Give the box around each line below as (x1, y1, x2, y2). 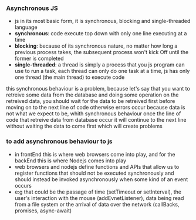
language (14, 24, 38, 31)
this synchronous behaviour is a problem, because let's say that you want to (6, 85, 191, 92)
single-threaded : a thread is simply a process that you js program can (14, 61, 185, 68)
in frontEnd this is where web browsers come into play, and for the (14, 151, 175, 158)
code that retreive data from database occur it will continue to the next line (6, 116, 187, 124)
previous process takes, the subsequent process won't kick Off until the (14, 49, 189, 56)
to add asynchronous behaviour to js (6, 137, 113, 145)
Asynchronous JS (6, 4, 59, 12)
